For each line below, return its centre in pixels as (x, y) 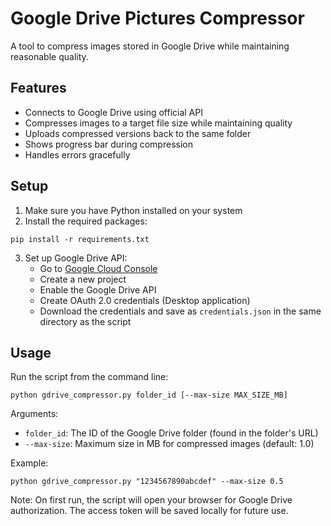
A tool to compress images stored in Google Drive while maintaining (150, 46)
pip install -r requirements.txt (80, 239)
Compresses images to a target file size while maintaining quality (158, 123)
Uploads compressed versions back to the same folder (138, 133)
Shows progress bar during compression (108, 144)
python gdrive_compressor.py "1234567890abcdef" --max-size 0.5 (147, 482)
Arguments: (34, 414)
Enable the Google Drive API (98, 289)
